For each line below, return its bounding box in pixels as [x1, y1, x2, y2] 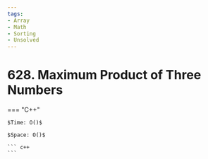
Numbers [7, 82, 63, 98]
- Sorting [7, 30, 37, 37]
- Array [7, 17, 30, 24]
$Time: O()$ [7, 119, 42, 126]
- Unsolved [7, 37, 39, 44]
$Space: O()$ [7, 131, 46, 139]
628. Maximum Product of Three [7, 67, 202, 83]
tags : [7, 10, 23, 18]
